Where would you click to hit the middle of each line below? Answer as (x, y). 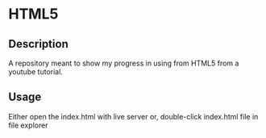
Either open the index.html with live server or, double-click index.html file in (133, 116)
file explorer (28, 125)
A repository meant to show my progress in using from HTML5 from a (124, 63)
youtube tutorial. (35, 72)
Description (38, 44)
